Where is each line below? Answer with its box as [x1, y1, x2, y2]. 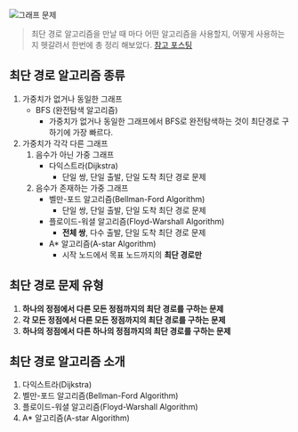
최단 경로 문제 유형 [9, 278, 104, 293]
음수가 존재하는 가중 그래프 [35, 183, 129, 193]
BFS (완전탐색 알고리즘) [35, 104, 118, 115]
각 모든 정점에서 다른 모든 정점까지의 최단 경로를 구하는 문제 [21, 314, 226, 325]
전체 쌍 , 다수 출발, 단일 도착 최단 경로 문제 [61, 227, 206, 238]
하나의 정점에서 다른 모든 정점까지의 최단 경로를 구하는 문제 [21, 303, 224, 314]
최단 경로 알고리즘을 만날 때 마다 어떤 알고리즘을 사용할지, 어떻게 [30, 29, 254, 39]
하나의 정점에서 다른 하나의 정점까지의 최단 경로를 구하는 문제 [21, 325, 231, 336]
